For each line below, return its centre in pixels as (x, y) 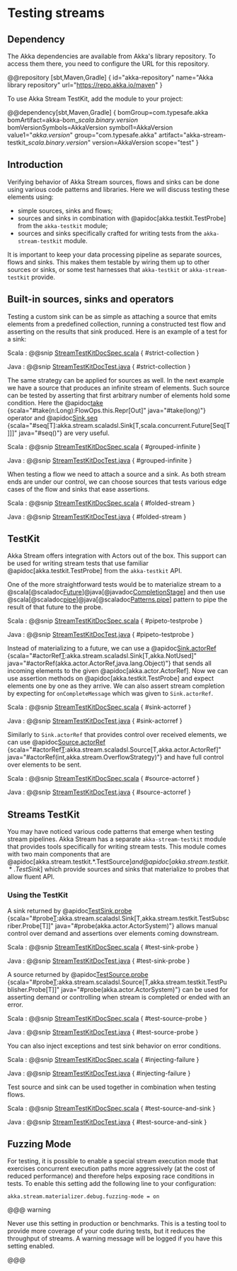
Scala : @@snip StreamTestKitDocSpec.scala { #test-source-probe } (107, 1018)
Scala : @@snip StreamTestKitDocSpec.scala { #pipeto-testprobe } (105, 621)
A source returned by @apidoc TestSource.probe (78, 974)
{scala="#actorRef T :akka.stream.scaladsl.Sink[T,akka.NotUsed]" (102, 656)
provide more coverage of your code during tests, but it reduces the (106, 1231)
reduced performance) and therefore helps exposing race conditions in (111, 1176)
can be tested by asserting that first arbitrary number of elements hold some (119, 395)
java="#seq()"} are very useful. (64, 433)
